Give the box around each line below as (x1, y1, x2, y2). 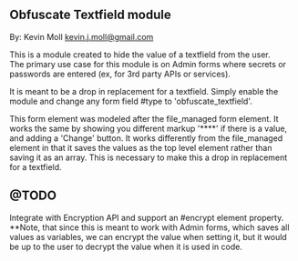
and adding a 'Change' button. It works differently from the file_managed (9, 132, 283, 144)
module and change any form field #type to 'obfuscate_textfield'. (9, 95, 253, 106)
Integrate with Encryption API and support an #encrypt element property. (9, 212, 284, 223)
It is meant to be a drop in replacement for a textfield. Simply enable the (9, 85, 279, 96)
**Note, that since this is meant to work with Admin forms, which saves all (9, 222, 290, 233)
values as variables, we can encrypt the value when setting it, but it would (9, 231, 287, 242)
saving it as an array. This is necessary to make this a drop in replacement (9, 152, 288, 163)
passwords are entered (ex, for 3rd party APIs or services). (9, 68, 231, 79)
